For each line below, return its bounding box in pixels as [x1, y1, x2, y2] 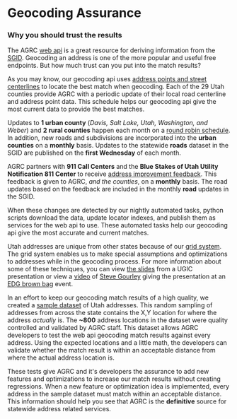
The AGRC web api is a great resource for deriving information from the [7, 46, 216, 54]
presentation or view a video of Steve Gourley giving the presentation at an [7, 272, 226, 281]
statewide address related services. [7, 405, 112, 413]
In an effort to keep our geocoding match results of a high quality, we [7, 293, 209, 302]
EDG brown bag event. [7, 280, 73, 288]
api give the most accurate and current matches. [7, 228, 149, 237]
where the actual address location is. [7, 353, 115, 362]
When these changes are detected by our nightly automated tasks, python [7, 206, 224, 215]
